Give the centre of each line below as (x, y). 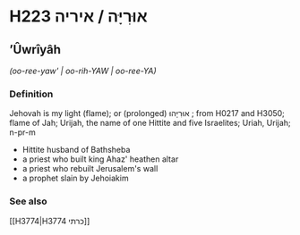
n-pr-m (22, 132)
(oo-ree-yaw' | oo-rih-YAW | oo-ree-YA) (83, 71)
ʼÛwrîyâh (35, 50)
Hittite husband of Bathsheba (76, 150)
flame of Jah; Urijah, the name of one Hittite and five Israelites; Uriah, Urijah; (150, 123)
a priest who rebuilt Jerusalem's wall (90, 169)
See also (28, 201)
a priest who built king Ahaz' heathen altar (100, 159)
